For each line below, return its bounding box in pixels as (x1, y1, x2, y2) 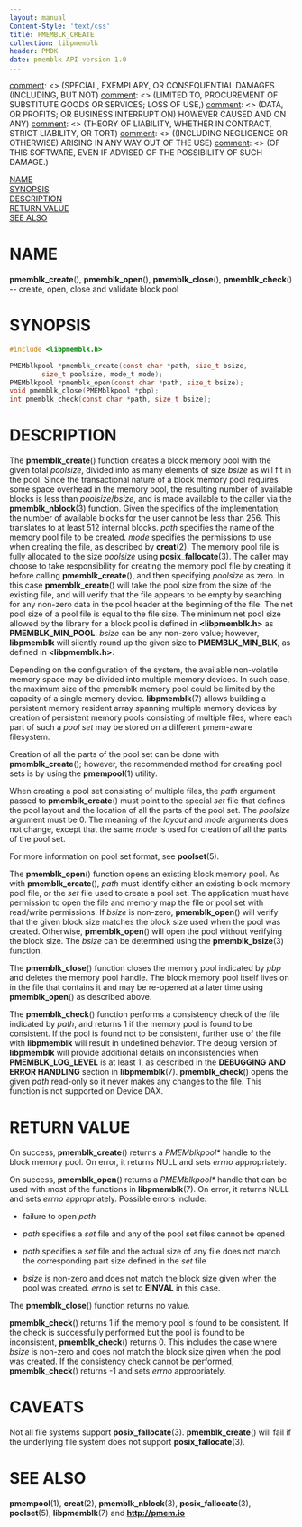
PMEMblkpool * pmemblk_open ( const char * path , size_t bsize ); (9, 378, 244, 387)
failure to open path (22, 1211, 96, 1221)
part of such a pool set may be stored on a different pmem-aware (9, 722, 252, 733)
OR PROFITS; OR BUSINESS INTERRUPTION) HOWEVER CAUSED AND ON (9, 109, 287, 119)
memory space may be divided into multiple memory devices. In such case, (9, 674, 290, 685)
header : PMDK (9, 47, 59, 56)
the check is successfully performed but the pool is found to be (9, 1328, 245, 1337)
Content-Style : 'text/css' (9, 22, 111, 31)
